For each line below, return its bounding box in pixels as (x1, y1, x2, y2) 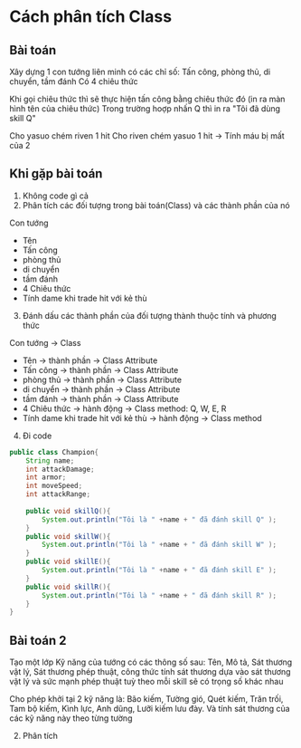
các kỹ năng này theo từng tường (9, 713, 133, 724)
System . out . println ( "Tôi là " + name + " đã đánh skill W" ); (42, 541, 277, 550)
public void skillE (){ (25, 557, 111, 567)
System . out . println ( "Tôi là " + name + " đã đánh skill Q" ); (42, 514, 277, 524)
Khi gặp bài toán (9, 166, 103, 182)
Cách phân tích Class (9, 6, 173, 27)
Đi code (22, 430, 52, 441)
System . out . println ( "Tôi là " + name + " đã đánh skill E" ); (42, 566, 277, 575)
